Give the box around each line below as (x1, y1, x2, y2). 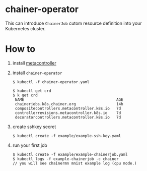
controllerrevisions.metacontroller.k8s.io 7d (15, 110, 121, 116)
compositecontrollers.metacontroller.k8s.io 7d (15, 106, 121, 111)
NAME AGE (15, 97, 123, 102)
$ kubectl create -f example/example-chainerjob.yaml (12, 152, 128, 157)
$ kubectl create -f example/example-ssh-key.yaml (12, 133, 121, 138)
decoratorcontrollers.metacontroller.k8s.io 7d (15, 115, 121, 120)
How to (5, 43, 36, 55)
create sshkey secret (12, 124, 56, 130)
